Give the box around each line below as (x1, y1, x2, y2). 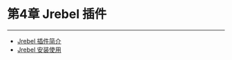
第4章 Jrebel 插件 (7, 6, 107, 22)
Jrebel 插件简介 (17, 37, 62, 45)
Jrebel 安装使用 (17, 46, 62, 54)
